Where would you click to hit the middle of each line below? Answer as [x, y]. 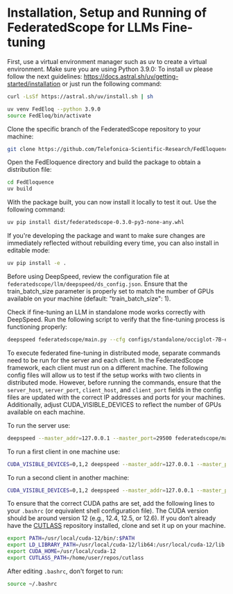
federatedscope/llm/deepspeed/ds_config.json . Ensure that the [97, 284]
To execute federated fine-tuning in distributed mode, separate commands [114, 353]
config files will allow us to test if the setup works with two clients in [104, 375]
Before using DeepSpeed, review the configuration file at [88, 276]
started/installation [34, 83]
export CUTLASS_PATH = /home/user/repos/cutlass [76, 558]
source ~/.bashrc [32, 584]
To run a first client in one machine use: [63, 451]
